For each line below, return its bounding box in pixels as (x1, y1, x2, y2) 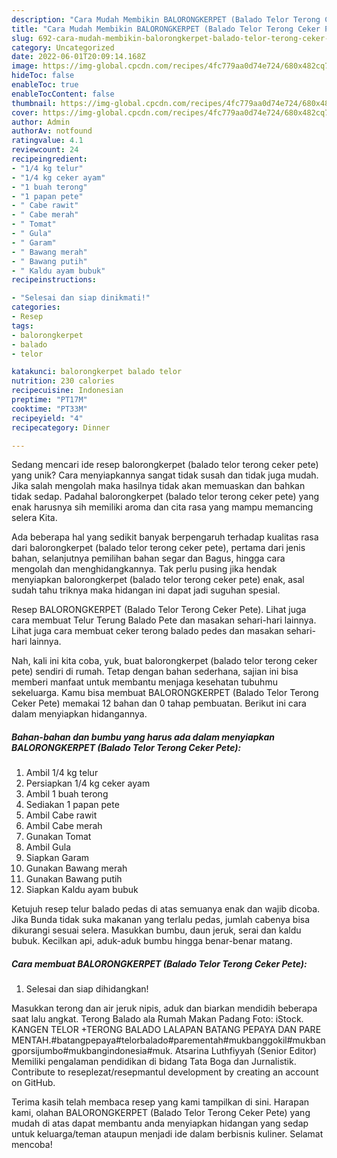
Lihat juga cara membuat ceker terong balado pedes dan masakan (11, 625, 285, 637)
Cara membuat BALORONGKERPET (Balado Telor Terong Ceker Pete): (11, 957, 308, 970)
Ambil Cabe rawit (25, 809, 98, 821)
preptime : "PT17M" (11, 395, 88, 405)
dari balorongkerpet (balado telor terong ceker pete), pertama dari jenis (11, 542, 306, 554)
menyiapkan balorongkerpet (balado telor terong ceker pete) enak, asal (11, 574, 305, 586)
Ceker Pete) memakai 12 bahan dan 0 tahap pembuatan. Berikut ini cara (11, 697, 307, 710)
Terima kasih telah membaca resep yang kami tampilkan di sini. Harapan (11, 1096, 310, 1108)
